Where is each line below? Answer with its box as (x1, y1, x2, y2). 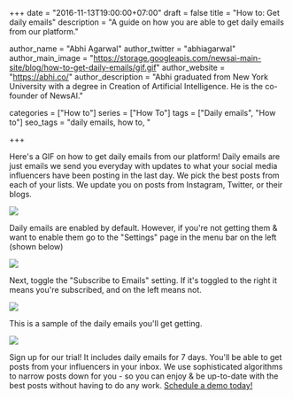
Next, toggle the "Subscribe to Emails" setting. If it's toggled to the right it (9, 275, 277, 286)
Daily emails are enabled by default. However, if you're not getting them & (9, 223, 278, 233)
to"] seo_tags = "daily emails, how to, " (9, 117, 151, 127)
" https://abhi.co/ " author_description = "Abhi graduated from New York (9, 72, 268, 82)
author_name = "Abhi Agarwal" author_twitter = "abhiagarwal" (9, 43, 236, 54)
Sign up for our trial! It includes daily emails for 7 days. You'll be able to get (9, 352, 282, 362)
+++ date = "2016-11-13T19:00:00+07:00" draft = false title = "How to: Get (9, 8, 281, 18)
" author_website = (156, 62, 226, 73)
